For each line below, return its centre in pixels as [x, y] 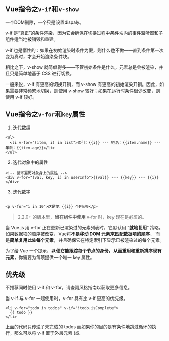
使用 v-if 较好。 [21, 97]
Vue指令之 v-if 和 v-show [42, 9]
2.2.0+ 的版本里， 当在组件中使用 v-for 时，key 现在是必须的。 [82, 217]
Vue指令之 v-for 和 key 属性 [45, 115]
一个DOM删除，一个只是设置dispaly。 [45, 22]
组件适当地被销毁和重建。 [32, 39]
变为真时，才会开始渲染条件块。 [38, 56]
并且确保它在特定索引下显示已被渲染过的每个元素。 [111, 240]
